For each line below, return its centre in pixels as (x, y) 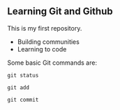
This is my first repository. (45, 28)
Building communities (48, 42)
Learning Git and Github (60, 11)
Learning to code (42, 49)
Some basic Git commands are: (52, 63)
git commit (23, 100)
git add (18, 87)
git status (23, 75)
